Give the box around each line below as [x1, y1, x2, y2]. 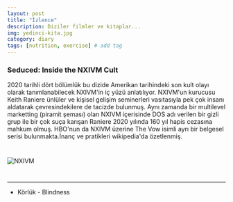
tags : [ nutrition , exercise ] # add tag [7, 42, 123, 49]
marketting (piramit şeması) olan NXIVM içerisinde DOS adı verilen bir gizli [7, 110, 219, 118]
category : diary [7, 36, 54, 43]
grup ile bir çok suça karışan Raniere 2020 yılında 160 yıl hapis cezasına [7, 118, 213, 126]
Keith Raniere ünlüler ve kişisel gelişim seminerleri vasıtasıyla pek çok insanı [7, 95, 225, 104]
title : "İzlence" [7, 17, 58, 24]
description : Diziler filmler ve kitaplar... [7, 23, 141, 30]
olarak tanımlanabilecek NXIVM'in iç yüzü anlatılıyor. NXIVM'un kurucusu [7, 88, 216, 97]
